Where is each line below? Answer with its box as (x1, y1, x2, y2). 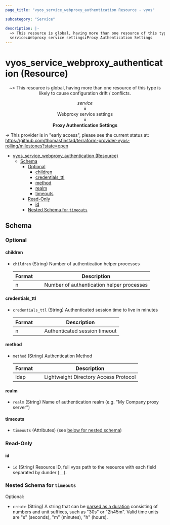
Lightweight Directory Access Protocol (44, 373, 136, 380)
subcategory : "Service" (5, 16, 56, 22)
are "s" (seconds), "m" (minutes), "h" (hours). (12, 514, 108, 520)
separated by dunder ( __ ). (12, 469, 67, 475)
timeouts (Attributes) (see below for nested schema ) (12, 427, 122, 434)
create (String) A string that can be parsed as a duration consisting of (12, 503, 158, 509)
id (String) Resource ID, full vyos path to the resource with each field (12, 464, 156, 470)
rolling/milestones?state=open (5, 143, 69, 149)
